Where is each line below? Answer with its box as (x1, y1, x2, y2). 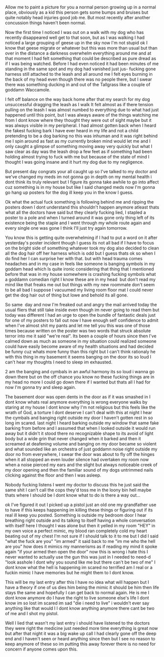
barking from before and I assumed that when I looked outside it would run (5, 425, 156, 431)
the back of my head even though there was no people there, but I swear (5, 76, 152, 82)
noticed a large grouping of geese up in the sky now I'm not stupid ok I (5, 40, 148, 46)
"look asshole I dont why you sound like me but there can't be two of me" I (5, 559, 156, 565)
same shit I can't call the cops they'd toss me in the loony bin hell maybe (5, 487, 152, 493)
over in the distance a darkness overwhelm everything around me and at (5, 50, 152, 56)
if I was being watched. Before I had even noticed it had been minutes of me (5, 61, 159, 66)
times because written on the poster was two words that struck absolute (5, 328, 151, 333)
